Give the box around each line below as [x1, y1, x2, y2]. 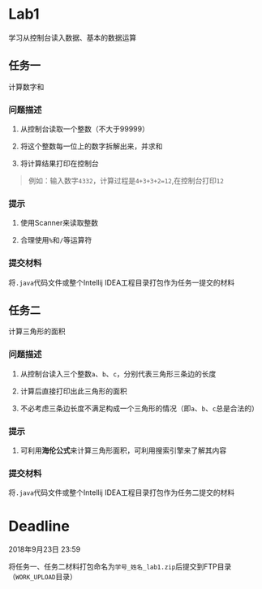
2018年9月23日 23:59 [8, 544, 81, 554]
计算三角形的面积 [8, 326, 66, 337]
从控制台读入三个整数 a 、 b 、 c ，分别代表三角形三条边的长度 [19, 368, 217, 378]
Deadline [8, 517, 71, 535]
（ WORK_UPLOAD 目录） [8, 572, 77, 582]
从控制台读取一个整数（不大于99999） [19, 124, 150, 134]
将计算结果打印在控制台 [19, 159, 99, 169]
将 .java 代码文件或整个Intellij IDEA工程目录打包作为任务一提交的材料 [8, 277, 235, 287]
